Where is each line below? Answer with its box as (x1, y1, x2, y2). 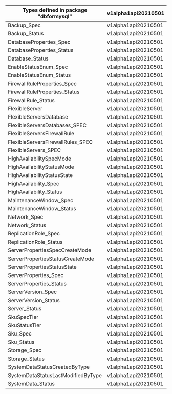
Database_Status (8, 55, 49, 62)
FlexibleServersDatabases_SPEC (8, 122, 87, 129)
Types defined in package (22, 7, 88, 13)
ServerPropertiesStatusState (8, 264, 77, 270)
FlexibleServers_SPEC (8, 147, 61, 153)
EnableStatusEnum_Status (8, 72, 71, 78)
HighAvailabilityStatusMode (8, 164, 74, 170)
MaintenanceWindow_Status (8, 205, 77, 212)
